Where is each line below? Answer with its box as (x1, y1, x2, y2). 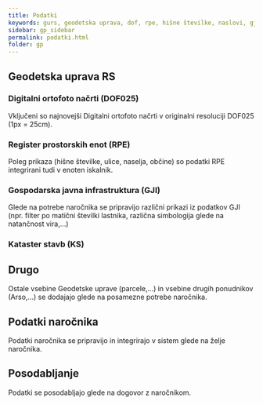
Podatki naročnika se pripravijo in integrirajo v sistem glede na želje (8, 335, 225, 345)
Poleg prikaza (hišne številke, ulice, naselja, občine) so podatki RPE (8, 157, 225, 166)
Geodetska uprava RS (8, 70, 116, 83)
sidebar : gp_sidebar (8, 26, 76, 34)
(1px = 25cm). (8, 119, 53, 129)
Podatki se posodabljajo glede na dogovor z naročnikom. (8, 388, 192, 397)
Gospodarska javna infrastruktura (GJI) (8, 185, 160, 196)
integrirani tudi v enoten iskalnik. (8, 166, 113, 175)
